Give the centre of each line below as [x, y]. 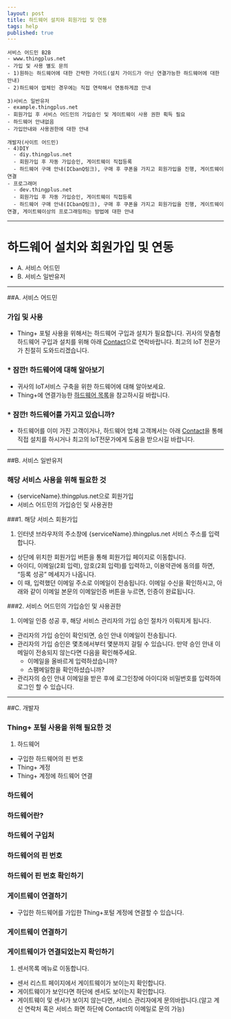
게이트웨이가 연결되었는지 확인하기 [61, 952]
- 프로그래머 [22, 184]
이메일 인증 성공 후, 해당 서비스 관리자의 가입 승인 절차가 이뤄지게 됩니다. [114, 621]
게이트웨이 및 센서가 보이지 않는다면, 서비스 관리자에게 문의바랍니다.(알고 [114, 1000]
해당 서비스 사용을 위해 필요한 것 [57, 480]
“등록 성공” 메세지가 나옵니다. [56, 574]
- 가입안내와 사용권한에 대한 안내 [48, 129]
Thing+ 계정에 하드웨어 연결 [55, 776]
